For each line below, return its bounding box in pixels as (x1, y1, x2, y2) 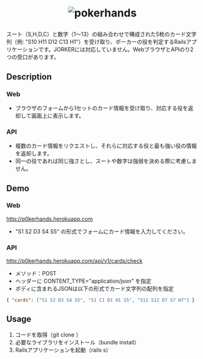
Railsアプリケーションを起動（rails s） (15, 346, 112, 354)
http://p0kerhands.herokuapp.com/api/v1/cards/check (6, 257, 143, 265)
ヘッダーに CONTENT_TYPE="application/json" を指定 (15, 277, 152, 285)
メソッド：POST (15, 270, 57, 277)
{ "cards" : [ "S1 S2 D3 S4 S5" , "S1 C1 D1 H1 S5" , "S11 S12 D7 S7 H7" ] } (6, 297, 195, 304)
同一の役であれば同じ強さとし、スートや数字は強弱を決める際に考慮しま (15, 157, 197, 165)
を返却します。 (15, 150, 53, 157)
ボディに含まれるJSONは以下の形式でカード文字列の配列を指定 (15, 285, 174, 293)
